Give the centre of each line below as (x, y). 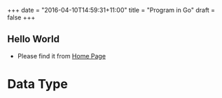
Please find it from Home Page (62, 56)
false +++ (21, 17)
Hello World (33, 39)
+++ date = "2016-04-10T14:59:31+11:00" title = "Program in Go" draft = (111, 10)
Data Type (37, 84)
